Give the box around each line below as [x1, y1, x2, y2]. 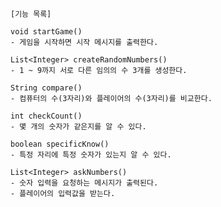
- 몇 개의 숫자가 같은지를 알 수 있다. [10, 122, 147, 132]
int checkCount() [10, 111, 83, 121]
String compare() [10, 83, 83, 93]
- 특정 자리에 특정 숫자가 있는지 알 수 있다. [10, 150, 172, 160]
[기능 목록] [10, 9, 52, 19]
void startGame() [10, 27, 83, 37]
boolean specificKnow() [10, 139, 110, 149]
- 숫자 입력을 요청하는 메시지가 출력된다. [10, 178, 159, 188]
